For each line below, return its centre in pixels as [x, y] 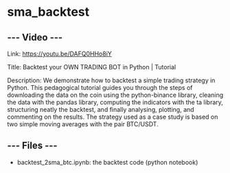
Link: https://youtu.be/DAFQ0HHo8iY [59, 54]
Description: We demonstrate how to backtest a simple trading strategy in [111, 80]
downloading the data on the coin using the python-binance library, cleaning [115, 95]
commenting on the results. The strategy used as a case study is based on [113, 117]
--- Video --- [35, 37]
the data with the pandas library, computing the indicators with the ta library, [115, 102]
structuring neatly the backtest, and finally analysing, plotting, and [101, 109]
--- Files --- [32, 146]
